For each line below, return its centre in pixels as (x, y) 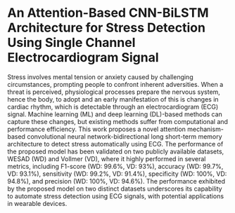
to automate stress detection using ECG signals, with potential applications (115, 196)
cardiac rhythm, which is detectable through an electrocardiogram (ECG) (113, 106)
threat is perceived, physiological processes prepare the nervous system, (114, 92)
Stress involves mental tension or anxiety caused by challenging (100, 77)
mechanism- (205, 129)
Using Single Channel (71, 43)
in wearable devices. (37, 203)
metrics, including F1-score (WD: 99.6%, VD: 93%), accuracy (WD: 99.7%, (115, 166)
